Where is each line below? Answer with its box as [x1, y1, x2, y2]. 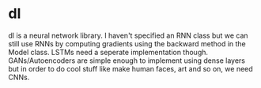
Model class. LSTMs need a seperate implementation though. [8, 47, 208, 57]
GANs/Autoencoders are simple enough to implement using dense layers [8, 56, 245, 65]
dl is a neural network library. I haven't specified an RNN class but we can [8, 31, 248, 40]
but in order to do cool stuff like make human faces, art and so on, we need [8, 64, 253, 73]
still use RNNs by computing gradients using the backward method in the [8, 38, 247, 48]
